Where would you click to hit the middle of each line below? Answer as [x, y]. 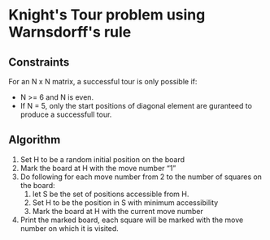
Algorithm [35, 140]
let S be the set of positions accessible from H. [111, 194]
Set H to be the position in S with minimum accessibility [125, 202]
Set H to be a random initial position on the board [102, 159]
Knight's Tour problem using [107, 15]
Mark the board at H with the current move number [118, 211]
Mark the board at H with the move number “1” [98, 168]
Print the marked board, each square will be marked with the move [132, 220]
